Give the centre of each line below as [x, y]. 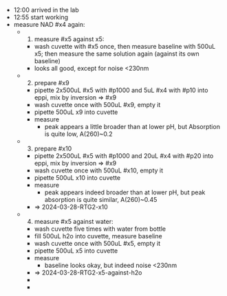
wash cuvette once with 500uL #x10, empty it [99, 170]
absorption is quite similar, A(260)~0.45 [101, 200]
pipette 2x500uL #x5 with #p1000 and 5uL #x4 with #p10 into [121, 90]
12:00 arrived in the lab [46, 10]
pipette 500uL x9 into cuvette [76, 112]
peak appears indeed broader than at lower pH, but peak [125, 192]
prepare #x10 [53, 148]
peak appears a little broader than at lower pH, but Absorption [132, 127]
